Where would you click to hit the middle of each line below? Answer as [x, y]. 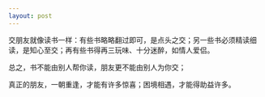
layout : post [30, 16]
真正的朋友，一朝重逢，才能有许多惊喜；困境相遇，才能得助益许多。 [122, 84]
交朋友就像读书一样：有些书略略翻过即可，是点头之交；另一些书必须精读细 [132, 40]
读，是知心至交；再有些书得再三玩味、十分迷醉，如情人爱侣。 [111, 50]
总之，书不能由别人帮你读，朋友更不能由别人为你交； [97, 67]
